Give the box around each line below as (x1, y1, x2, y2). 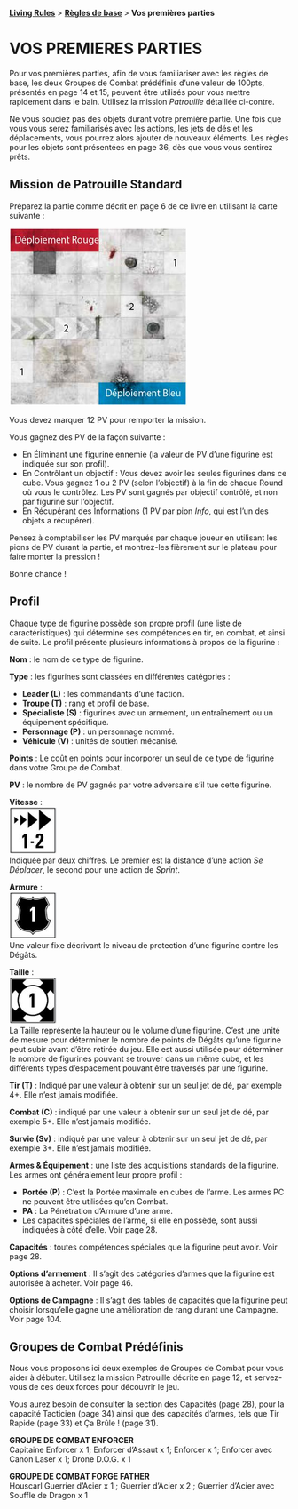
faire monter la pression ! (9, 551, 100, 562)
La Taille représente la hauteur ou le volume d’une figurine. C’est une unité (9, 1025, 281, 1035)
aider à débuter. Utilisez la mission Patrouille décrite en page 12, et (9, 1372, 253, 1383)
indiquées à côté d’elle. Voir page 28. (21, 1224, 158, 1234)
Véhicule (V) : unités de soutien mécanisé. (21, 735, 179, 746)
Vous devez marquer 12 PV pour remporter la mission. (9, 414, 207, 425)
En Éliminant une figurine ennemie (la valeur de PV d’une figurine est (21, 449, 273, 459)
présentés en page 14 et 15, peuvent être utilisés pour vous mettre (9, 86, 251, 97)
